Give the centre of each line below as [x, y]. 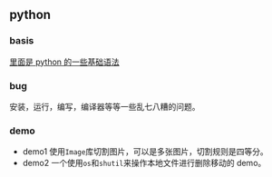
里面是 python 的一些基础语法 [64, 62]
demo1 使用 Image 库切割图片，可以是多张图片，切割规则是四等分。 [146, 152]
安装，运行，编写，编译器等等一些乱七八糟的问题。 [105, 106]
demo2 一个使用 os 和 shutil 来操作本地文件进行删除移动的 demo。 [144, 163]
